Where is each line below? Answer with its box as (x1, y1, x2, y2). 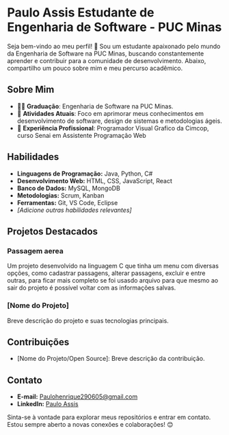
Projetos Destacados (7, 225, 98, 237)
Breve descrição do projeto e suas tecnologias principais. (7, 316, 169, 325)
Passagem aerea (7, 246, 64, 255)
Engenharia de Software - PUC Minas (7, 19, 222, 35)
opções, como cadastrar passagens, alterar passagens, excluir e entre (7, 269, 206, 277)
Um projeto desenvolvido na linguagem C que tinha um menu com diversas (7, 262, 219, 270)
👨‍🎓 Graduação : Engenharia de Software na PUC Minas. (16, 102, 174, 110)
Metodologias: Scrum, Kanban (16, 191, 105, 200)
